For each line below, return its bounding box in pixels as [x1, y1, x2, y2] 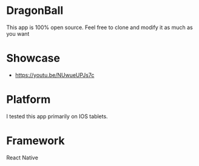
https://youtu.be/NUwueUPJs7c [15, 71, 95, 79]
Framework [6, 134, 65, 147]
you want [6, 30, 30, 37]
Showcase [6, 51, 61, 65]
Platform [6, 93, 51, 107]
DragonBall [6, 4, 64, 18]
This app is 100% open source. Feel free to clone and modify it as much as [6, 24, 193, 31]
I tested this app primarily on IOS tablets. [6, 113, 108, 120]
